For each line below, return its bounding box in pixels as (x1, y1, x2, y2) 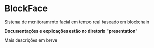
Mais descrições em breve (4, 37, 58, 43)
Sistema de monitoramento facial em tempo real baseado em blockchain (4, 19, 149, 24)
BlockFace (4, 3, 48, 14)
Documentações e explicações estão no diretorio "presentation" (4, 28, 138, 34)
